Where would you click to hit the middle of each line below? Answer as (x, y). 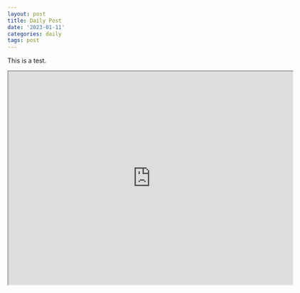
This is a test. (27, 60)
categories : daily (34, 34)
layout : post (27, 14)
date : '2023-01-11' (36, 27)
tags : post (23, 41)
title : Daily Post (34, 21)
